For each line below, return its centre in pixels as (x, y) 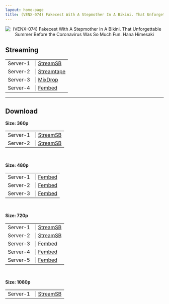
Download (21, 111)
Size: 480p (17, 165)
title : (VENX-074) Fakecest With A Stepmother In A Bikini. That (75, 15)
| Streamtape (50, 72)
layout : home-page (24, 10)
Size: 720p (17, 216)
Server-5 (19, 260)
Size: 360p (17, 123)
